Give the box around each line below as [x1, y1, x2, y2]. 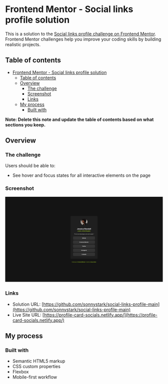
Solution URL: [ [12, 301, 43, 307]
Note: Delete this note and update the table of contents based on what [5, 116, 154, 122]
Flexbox [12, 369, 29, 375]
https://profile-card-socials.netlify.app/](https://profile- [44, 312, 157, 318]
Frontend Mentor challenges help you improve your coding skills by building [5, 36, 161, 42]
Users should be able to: [5, 163, 56, 169]
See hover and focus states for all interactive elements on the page [12, 172, 151, 179]
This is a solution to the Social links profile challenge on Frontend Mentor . [5, 31, 156, 37]
